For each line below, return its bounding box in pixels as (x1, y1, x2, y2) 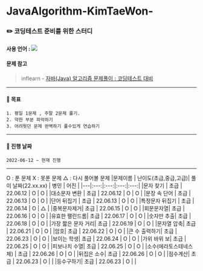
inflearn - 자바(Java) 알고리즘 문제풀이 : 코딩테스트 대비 (21, 75, 153, 82)
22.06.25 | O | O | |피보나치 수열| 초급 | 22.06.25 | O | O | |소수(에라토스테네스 (6, 243, 193, 250)
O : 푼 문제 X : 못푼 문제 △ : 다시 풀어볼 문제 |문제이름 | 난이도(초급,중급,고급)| (6, 175, 190, 182)
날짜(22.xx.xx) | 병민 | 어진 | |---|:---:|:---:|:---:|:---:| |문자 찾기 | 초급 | (12, 182, 182, 189)
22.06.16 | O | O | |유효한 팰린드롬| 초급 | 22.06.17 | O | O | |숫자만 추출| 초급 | (6, 212, 192, 219)
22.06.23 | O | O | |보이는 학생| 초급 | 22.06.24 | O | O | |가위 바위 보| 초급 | (6, 235, 186, 243)
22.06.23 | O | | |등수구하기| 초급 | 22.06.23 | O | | (16, 258, 137, 265)
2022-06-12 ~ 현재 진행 (6, 158, 61, 164)
